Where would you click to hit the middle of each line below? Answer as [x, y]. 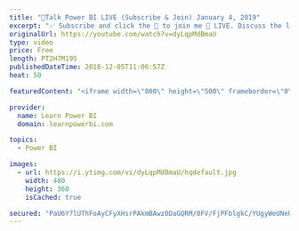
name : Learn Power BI [57, 115]
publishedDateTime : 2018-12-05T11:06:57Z [87, 68]
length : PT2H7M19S [43, 59]
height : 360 [47, 189]
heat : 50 [25, 76]
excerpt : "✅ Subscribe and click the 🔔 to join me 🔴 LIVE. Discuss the [145, 26]
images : [24, 164]
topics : [24, 140]
